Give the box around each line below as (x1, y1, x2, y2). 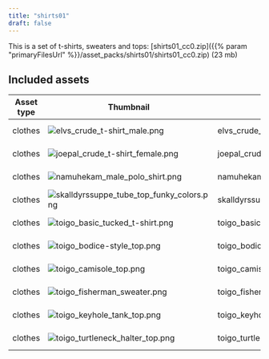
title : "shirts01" (8, 11, 70, 20)
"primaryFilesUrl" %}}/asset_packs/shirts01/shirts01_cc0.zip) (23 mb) (8, 50, 238, 59)
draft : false (8, 19, 52, 27)
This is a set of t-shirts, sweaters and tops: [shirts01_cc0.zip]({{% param (8, 41, 247, 50)
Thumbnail (107, 102, 151, 113)
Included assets (8, 73, 90, 87)
